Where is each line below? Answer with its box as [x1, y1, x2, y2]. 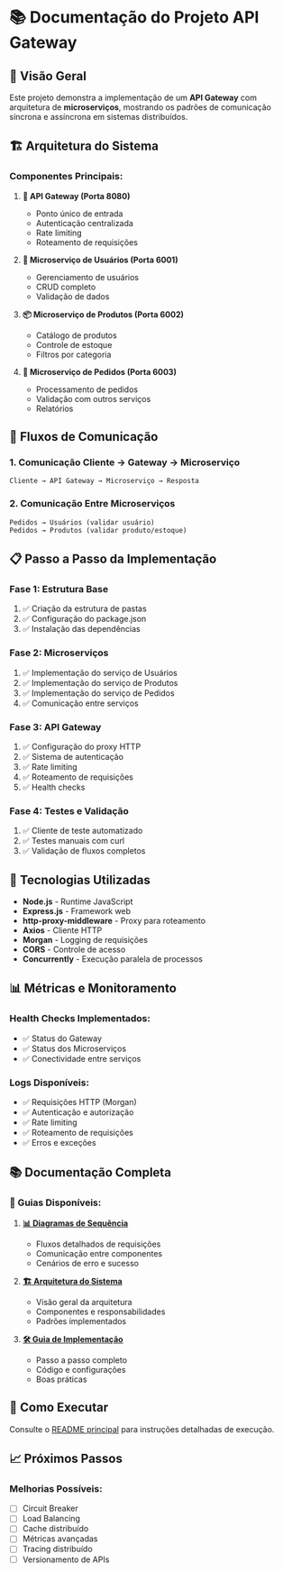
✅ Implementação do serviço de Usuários [22, 667, 178, 678]
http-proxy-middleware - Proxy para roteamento [22, 916, 205, 927]
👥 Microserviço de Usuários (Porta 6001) [22, 254, 178, 265]
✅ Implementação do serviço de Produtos [22, 677, 178, 688]
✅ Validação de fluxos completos [22, 845, 146, 856]
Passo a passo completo [35, 1354, 128, 1366]
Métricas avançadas [22, 1533, 98, 1544]
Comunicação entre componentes [35, 1248, 163, 1258]
